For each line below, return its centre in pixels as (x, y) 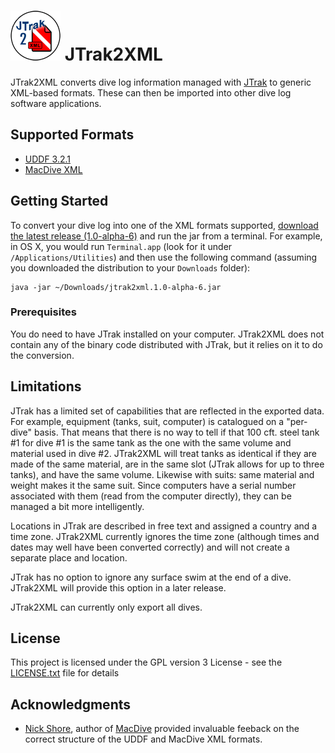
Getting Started (59, 201)
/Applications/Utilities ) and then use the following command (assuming (164, 257)
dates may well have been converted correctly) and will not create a (150, 547)
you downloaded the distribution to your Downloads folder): (130, 267)
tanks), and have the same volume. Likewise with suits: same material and (162, 474)
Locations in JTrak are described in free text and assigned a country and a (164, 526)
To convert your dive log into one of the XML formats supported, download (164, 225)
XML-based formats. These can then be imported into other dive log (151, 92)
